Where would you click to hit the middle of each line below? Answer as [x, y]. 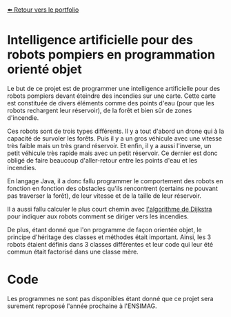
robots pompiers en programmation [111, 55]
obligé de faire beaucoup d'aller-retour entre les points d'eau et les [102, 160]
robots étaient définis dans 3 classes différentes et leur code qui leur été [110, 244]
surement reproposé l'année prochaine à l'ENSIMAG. [82, 306]
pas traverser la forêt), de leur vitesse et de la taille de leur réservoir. [104, 196]
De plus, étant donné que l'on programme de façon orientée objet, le [104, 229]
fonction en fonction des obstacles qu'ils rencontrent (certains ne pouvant [113, 188]
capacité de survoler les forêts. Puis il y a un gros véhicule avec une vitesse [115, 138]
